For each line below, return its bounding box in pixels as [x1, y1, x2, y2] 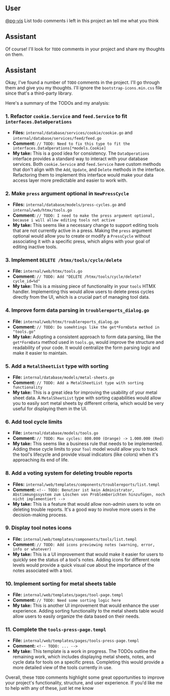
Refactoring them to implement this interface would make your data [12, 171, 154, 178]
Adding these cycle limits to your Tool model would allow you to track [12, 446, 158, 452]
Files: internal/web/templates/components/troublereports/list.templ [12, 481, 160, 487]
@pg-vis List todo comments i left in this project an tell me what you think [5, 17, 159, 23]
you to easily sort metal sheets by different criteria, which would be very [12, 400, 164, 406]
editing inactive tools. [12, 244, 57, 250]
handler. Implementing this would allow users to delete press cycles [12, 288, 154, 295]
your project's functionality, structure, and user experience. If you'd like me [5, 680, 163, 686]
